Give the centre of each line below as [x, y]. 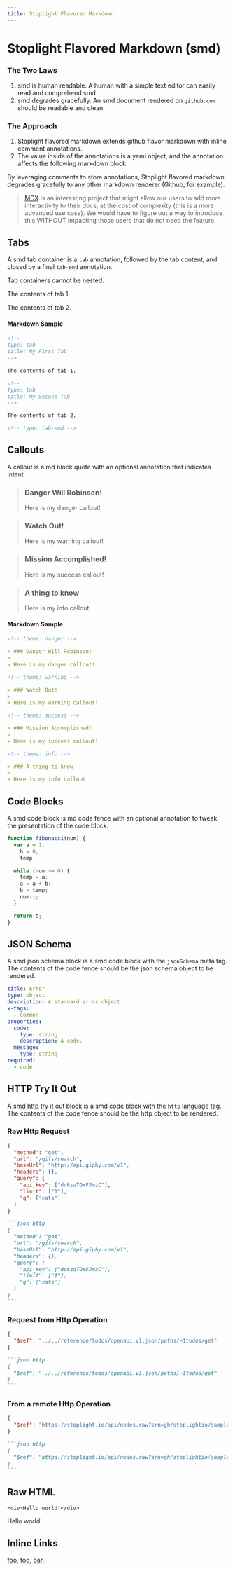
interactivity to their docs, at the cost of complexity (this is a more [119, 206]
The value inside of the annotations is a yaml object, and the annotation [120, 156]
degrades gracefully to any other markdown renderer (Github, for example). [116, 185]
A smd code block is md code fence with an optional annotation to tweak [112, 818]
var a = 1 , [29, 845]
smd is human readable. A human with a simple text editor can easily [116, 85]
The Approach [32, 126]
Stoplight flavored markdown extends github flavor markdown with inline [122, 142]
